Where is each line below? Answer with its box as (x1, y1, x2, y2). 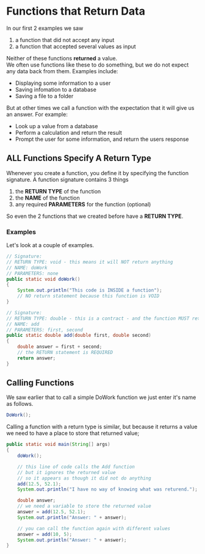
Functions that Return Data (6, 4, 145, 18)
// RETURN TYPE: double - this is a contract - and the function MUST (6, 315, 190, 322)
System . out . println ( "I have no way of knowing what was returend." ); (17, 486, 198, 492)
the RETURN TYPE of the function (15, 187, 101, 195)
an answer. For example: (6, 110, 68, 118)
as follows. (6, 400, 34, 408)
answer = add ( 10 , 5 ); (17, 531, 72, 538)
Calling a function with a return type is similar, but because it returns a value (6, 423, 198, 431)
